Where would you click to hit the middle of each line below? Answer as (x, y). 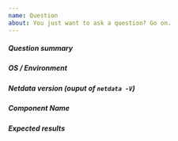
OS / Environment (38, 68)
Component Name (39, 109)
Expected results (37, 128)
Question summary (41, 48)
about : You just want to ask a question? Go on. (90, 23)
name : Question (33, 15)
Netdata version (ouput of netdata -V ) (72, 88)
